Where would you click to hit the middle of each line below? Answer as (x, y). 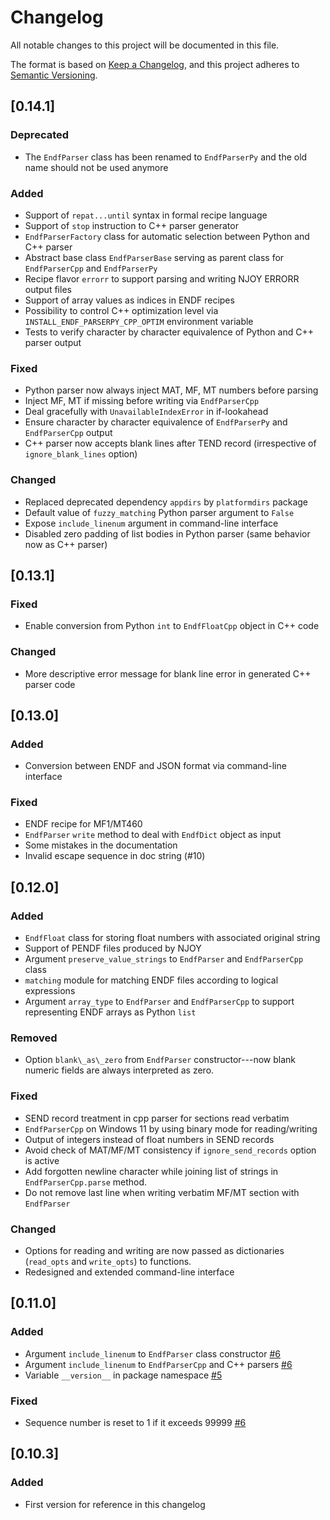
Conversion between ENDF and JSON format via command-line (155, 766)
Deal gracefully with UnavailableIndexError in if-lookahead (146, 412)
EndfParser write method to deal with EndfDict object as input (153, 835)
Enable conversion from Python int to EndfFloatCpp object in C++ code (172, 626)
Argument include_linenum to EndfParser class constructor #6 (152, 1353)
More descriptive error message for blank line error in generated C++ (168, 673)
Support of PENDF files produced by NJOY (113, 948)
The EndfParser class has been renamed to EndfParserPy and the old (166, 157)
